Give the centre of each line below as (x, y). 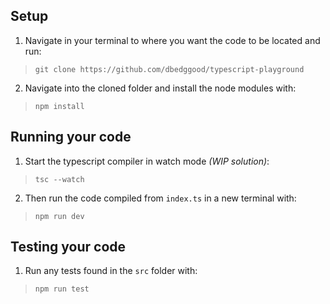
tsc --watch (59, 179)
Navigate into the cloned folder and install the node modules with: (160, 88)
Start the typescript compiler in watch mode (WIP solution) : (147, 161)
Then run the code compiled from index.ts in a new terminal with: (160, 198)
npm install (59, 106)
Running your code (71, 137)
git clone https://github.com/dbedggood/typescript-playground (169, 69)
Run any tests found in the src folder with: (111, 271)
